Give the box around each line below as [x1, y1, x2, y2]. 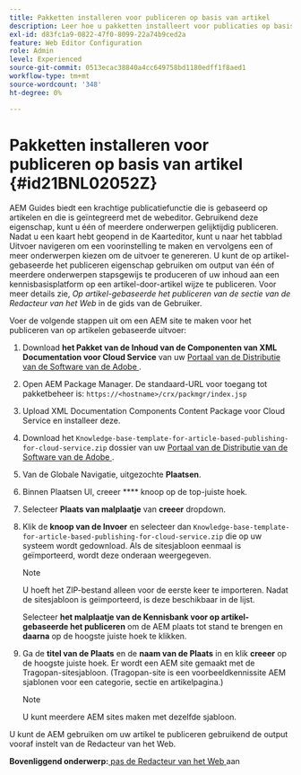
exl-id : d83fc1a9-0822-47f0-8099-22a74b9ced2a [9, 30, 186, 39]
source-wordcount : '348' [9, 80, 102, 89]
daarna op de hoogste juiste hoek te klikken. [21, 630, 187, 642]
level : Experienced [9, 55, 82, 64]
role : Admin [9, 47, 54, 56]
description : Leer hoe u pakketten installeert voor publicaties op [9, 22, 271, 31]
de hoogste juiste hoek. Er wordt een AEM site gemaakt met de [21, 657, 255, 669]
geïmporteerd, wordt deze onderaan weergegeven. [21, 550, 212, 561]
